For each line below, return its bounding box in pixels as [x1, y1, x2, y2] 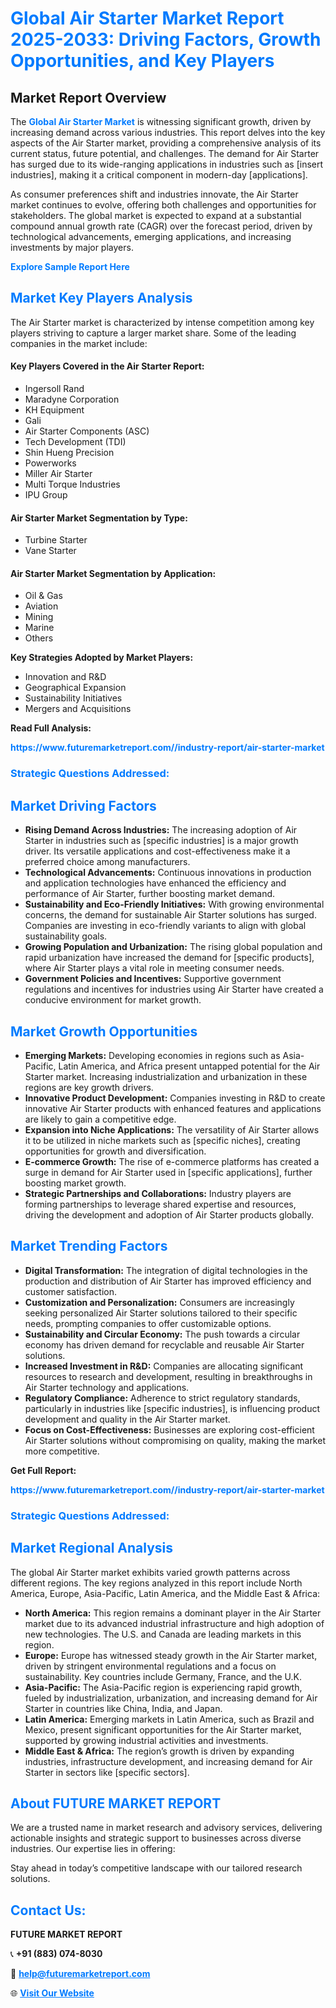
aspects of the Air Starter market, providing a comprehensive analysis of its [10, 137, 322, 149]
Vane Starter [24, 545, 77, 557]
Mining [24, 611, 54, 623]
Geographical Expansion [24, 682, 127, 694]
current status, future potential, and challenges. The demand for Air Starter [10, 148, 320, 159]
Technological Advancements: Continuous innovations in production [24, 867, 312, 879]
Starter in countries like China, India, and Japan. [24, 1702, 223, 1714]
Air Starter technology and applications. [24, 1381, 190, 1393]
